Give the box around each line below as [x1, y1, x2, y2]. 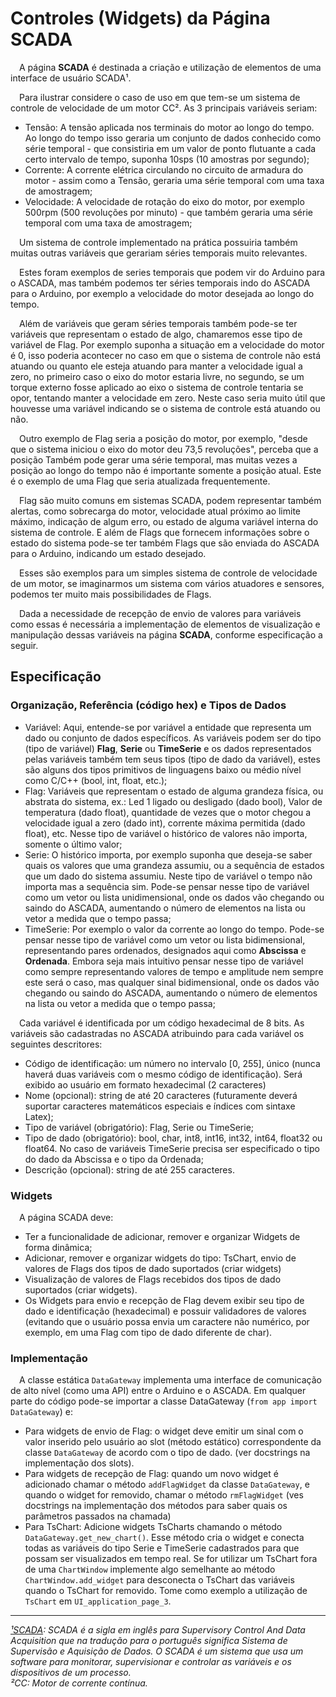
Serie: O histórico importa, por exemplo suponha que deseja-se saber [24, 848, 313, 861]
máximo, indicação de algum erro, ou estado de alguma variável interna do [10, 515, 319, 527]
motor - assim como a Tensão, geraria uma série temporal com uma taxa [24, 174, 325, 186]
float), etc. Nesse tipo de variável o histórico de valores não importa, [24, 827, 308, 839]
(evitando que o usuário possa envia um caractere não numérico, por [24, 1315, 310, 1327]
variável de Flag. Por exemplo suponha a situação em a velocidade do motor [10, 338, 325, 351]
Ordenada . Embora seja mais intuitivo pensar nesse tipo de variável [24, 955, 304, 967]
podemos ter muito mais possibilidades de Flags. [10, 588, 212, 600]
